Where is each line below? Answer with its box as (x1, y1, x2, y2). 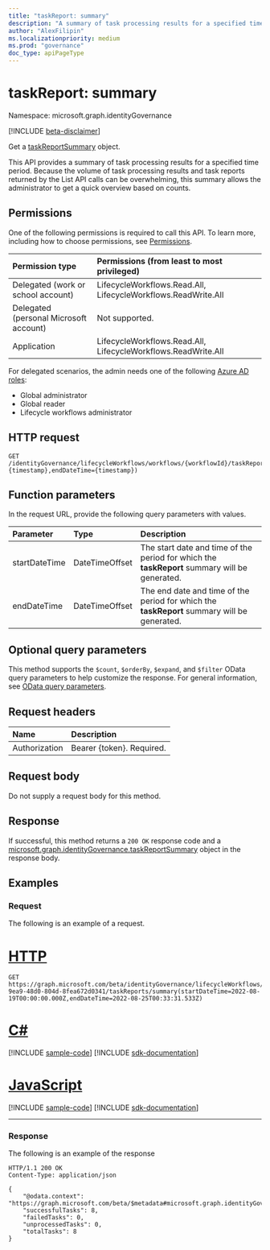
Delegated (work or (12, 279, 86, 290)
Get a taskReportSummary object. (8, 142, 121, 151)
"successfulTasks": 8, (22, 1207, 99, 1215)
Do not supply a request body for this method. (8, 791, 162, 801)
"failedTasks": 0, (22, 1214, 84, 1222)
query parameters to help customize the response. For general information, (8, 673, 257, 683)
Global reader (19, 399, 66, 408)
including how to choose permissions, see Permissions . (8, 236, 193, 246)
